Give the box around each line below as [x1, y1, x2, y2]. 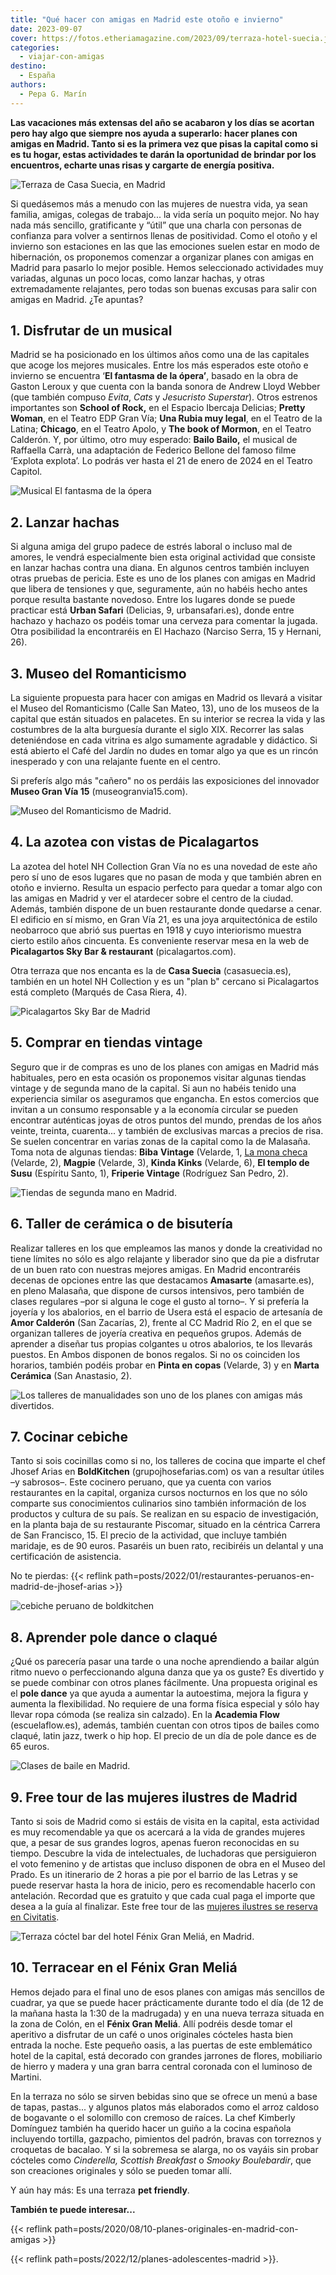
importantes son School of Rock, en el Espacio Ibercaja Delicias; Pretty [10, 402, 306, 414]
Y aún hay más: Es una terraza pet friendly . [10, 2184, 190, 2196]
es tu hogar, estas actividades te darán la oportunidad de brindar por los [10, 148, 317, 160]
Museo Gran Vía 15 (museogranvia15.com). [10, 786, 188, 798]
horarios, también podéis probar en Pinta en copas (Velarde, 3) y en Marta [10, 1359, 320, 1371]
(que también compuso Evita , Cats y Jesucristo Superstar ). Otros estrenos [10, 391, 318, 403]
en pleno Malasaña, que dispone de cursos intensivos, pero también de [10, 1284, 305, 1296]
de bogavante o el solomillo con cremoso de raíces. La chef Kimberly [10, 2111, 296, 2123]
